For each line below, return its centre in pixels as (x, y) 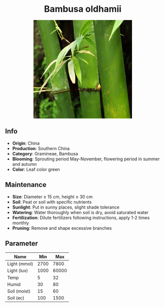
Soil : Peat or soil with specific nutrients (52, 202)
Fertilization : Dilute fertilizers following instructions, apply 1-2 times (81, 217)
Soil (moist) (19, 291)
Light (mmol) (20, 264)
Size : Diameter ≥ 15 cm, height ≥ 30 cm (52, 197)
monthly (20, 223)
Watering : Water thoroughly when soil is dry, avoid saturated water (80, 212)
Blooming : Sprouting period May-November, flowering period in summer (86, 159)
